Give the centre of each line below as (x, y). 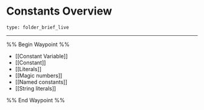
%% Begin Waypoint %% (38, 44)
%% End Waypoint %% (36, 100)
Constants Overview (59, 11)
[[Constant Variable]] (41, 56)
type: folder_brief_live (38, 27)
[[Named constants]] (41, 82)
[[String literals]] (36, 88)
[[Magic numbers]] (39, 75)
